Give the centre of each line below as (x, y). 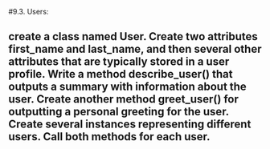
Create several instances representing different (130, 125)
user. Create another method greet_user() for (124, 99)
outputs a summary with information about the (127, 87)
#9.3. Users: (29, 12)
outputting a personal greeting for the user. (119, 112)
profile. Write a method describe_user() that (121, 74)
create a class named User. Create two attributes (133, 36)
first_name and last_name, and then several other (135, 49)
